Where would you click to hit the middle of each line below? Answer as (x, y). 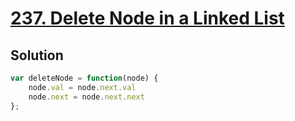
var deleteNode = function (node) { (84, 78)
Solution (37, 55)
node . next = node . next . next (86, 97)
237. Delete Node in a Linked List (147, 18)
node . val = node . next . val (82, 87)
